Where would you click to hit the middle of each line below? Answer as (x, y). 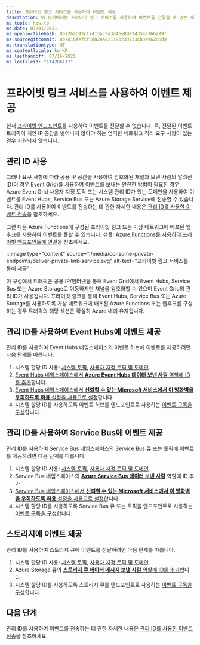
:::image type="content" (36, 254)
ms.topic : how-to (28, 23)
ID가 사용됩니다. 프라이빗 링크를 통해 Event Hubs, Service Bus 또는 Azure (99, 296)
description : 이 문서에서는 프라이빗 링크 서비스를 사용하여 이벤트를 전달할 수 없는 (97, 17)
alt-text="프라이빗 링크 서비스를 (151, 261)
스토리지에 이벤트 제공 (44, 534)
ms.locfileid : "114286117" (40, 62)
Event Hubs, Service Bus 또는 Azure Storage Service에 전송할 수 (100, 199)
